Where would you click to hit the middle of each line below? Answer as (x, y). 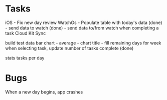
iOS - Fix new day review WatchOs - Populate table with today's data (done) (84, 22)
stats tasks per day (25, 57)
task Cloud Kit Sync (26, 33)
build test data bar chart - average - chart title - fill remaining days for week (83, 42)
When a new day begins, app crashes (44, 92)
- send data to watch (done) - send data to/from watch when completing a (82, 27)
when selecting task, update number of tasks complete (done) (69, 48)
